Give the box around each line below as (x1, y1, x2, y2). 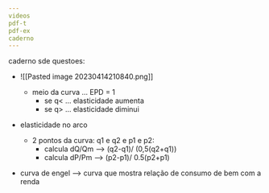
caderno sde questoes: (8, 56, 85, 66)
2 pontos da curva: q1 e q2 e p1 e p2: (31, 136, 155, 146)
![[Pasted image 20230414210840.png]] (19, 72, 154, 81)
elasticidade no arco (19, 120, 88, 129)
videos (8, 11, 31, 20)
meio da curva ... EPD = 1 (31, 88, 115, 97)
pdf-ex (8, 27, 31, 35)
